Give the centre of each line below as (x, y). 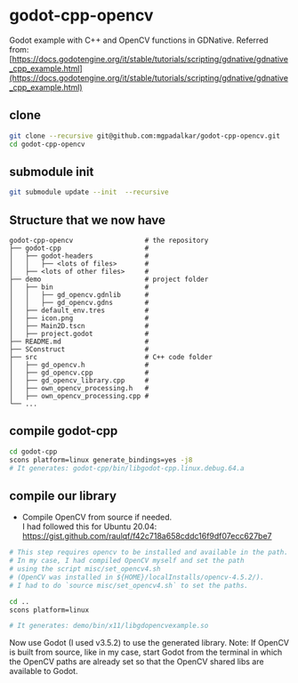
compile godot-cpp (64, 431)
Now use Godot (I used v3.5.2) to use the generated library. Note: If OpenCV (149, 643)
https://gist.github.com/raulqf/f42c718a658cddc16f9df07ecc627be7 (147, 536)
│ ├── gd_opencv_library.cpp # (79, 381)
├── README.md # (79, 341)
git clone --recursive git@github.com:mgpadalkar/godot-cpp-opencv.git (145, 136)
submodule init (52, 171)
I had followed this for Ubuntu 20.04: (89, 526)
